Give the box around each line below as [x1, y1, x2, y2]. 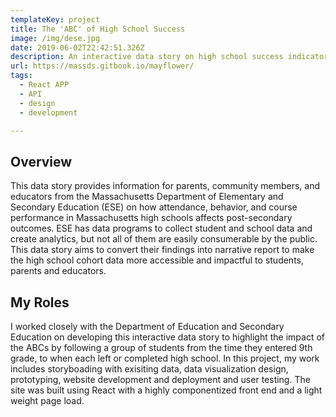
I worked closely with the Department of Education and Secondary [10, 321, 285, 332]
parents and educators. [10, 265, 107, 277]
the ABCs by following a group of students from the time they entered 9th [10, 342, 313, 353]
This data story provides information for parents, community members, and [10, 180, 321, 192]
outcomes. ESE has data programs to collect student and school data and [10, 222, 313, 235]
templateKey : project [10, 14, 101, 25]
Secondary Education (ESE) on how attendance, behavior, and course [10, 201, 298, 213]
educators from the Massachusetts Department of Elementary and [10, 191, 284, 203]
